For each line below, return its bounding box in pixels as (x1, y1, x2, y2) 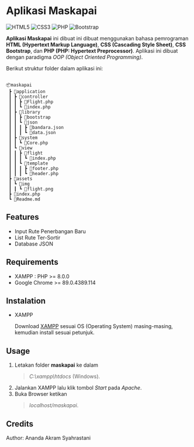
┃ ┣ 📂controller (8, 94, 49, 100)
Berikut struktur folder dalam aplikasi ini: (6, 64, 103, 71)
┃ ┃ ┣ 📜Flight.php (8, 98, 54, 105)
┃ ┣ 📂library (8, 109, 41, 115)
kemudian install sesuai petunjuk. (14, 329, 95, 336)
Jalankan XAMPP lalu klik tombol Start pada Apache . (14, 384, 142, 391)
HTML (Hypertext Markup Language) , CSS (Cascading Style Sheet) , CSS (6, 41, 186, 48)
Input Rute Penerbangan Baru (14, 227, 86, 235)
